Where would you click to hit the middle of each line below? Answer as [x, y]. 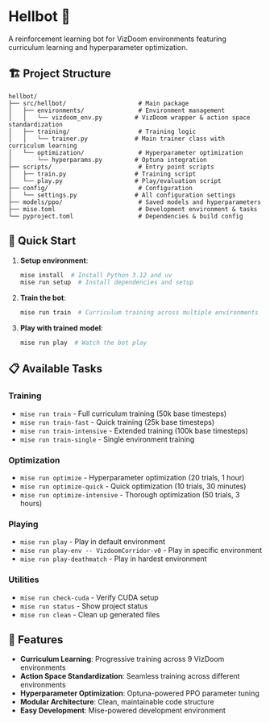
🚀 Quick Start [42, 241]
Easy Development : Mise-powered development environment [123, 711]
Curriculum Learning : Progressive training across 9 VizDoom [122, 659]
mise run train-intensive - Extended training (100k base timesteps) [134, 430]
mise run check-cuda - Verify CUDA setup [89, 597]
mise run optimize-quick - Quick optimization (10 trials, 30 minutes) [133, 486]
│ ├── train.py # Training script [102, 174]
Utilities [24, 580]
